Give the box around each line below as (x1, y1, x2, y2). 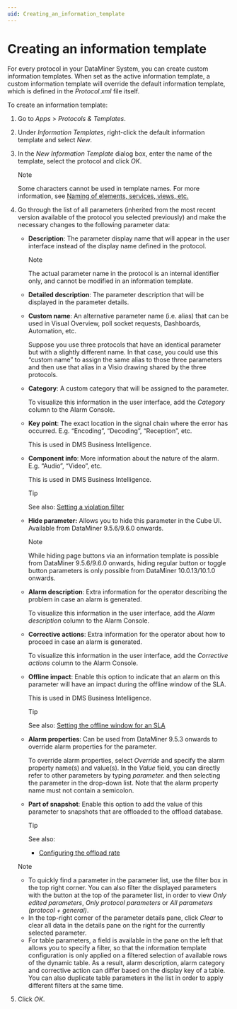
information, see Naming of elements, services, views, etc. (17, 192, 189, 200)
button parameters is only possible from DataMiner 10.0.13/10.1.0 (28, 566, 216, 575)
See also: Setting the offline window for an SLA (28, 721, 166, 730)
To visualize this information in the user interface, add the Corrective (28, 651, 229, 659)
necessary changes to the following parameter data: (17, 220, 170, 229)
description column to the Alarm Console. (28, 616, 150, 625)
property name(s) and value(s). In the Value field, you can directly (28, 763, 221, 772)
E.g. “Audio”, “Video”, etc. (28, 461, 103, 470)
